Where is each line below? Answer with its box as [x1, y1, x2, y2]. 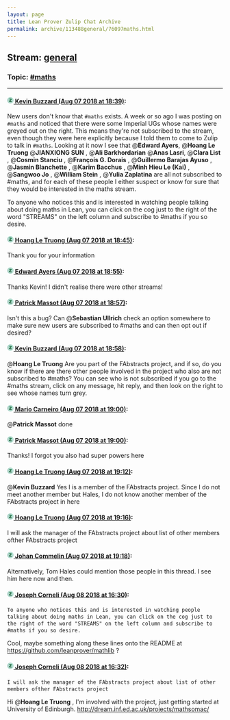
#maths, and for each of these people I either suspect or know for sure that [7, 178, 220, 186]
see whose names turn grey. [7, 389, 88, 397]
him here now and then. [7, 575, 74, 583]
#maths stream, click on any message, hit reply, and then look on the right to [7, 382, 223, 390]
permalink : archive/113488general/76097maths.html [7, 25, 155, 32]
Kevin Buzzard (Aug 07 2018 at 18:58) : [14, 344, 127, 352]
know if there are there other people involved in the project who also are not [7, 367, 222, 376]
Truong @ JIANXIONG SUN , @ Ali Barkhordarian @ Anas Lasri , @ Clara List [7, 149, 221, 157]
